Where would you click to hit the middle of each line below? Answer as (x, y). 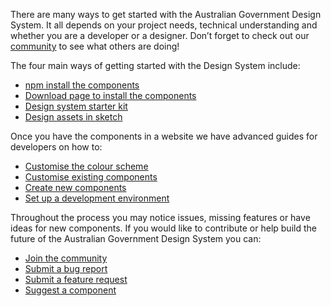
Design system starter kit (76, 106)
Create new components (75, 187)
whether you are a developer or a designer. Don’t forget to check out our (160, 35)
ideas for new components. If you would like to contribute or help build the (163, 228)
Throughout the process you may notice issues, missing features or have (160, 217)
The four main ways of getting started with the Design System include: (155, 65)
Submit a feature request (76, 279)
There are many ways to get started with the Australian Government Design (166, 14)
